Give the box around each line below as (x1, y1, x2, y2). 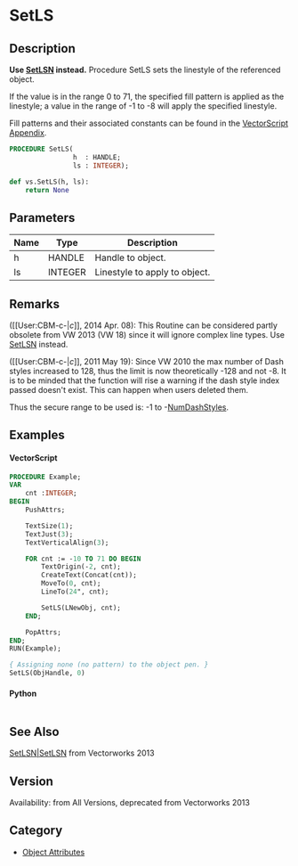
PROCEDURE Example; (9, 472, 82, 481)
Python (9, 688, 37, 699)
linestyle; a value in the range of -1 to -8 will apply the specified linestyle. (9, 101, 278, 111)
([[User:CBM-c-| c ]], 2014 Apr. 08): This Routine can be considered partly (9, 320, 278, 331)
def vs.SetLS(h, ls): (9, 177, 90, 186)
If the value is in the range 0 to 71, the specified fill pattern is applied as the (9, 91, 285, 102)
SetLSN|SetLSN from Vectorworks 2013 (9, 748, 155, 758)
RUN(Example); (9, 644, 62, 653)
